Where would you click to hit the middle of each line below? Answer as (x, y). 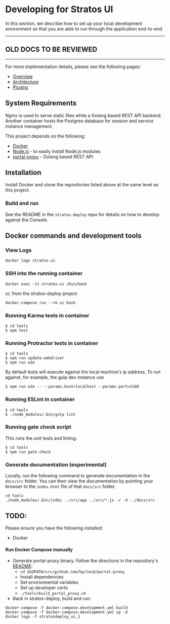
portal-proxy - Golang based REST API (53, 156)
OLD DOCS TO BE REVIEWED (51, 50)
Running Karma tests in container (47, 315)
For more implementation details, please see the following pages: (73, 67)
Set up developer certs (44, 588)
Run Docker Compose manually (39, 549)
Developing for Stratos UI (59, 9)
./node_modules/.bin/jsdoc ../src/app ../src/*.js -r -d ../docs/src (80, 500)
